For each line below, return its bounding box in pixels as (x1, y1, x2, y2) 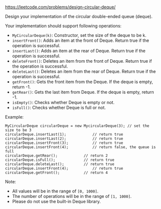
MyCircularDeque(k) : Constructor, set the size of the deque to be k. (12, 33, 146, 38)
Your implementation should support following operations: (5, 23, 122, 29)
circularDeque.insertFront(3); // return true (5, 140, 123, 145)
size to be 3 (5, 128, 32, 133)
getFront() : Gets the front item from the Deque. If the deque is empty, (12, 79, 153, 85)
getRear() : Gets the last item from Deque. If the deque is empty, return (12, 89, 155, 95)
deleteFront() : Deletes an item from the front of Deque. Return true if (12, 58, 152, 64)
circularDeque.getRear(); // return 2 (5, 153, 108, 158)
